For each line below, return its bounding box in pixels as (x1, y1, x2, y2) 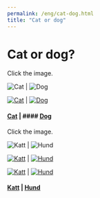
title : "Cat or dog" (7, 17, 67, 24)
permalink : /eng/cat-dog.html (7, 10, 94, 17)
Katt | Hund (7, 183, 41, 192)
